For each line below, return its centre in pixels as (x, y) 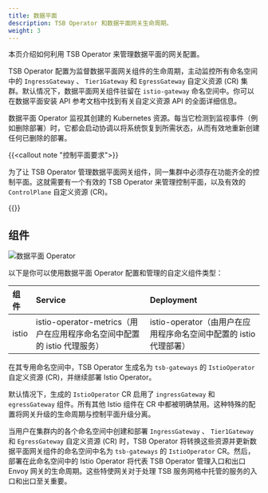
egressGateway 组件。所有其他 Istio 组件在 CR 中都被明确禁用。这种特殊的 (128, 404)
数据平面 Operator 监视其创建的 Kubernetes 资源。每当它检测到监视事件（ (130, 118)
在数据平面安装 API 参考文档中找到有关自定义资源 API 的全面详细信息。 (125, 101)
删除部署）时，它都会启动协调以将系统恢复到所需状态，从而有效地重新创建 (137, 128)
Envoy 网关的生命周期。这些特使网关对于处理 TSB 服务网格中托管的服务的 (130, 471)
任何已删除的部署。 (40, 138)
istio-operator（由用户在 (196, 322)
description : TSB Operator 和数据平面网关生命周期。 (91, 23)
